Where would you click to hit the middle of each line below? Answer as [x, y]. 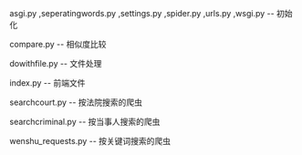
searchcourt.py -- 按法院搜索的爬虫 [76, 102]
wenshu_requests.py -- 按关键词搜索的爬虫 [90, 141]
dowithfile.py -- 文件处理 [56, 63]
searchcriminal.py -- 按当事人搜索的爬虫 [85, 122]
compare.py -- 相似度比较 [58, 44]
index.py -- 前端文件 [47, 83]
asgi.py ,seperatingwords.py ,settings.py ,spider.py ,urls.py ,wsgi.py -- [142, 13]
